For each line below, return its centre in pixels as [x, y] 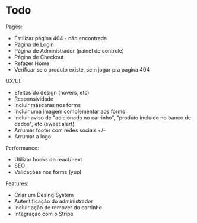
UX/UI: [14, 81]
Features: [17, 183]
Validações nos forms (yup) [48, 172]
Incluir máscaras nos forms [47, 105]
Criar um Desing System [44, 195]
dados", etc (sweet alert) [44, 124]
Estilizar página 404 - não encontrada [61, 38]
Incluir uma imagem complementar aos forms [69, 111]
